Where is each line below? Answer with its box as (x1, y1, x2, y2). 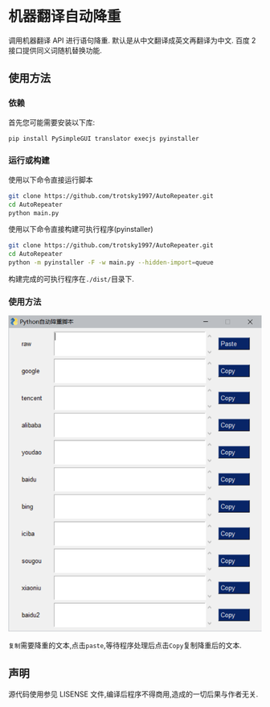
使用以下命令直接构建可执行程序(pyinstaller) (8, 225, 154, 234)
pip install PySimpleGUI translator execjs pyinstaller (8, 134, 199, 143)
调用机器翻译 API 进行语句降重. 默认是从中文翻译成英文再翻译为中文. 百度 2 (8, 35, 256, 45)
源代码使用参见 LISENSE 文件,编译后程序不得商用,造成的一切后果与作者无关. (8, 689, 259, 699)
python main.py (8, 209, 59, 217)
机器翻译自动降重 (8, 7, 122, 26)
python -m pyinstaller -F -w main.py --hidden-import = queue (8, 258, 215, 267)
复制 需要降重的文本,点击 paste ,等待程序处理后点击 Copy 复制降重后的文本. (8, 641, 243, 651)
